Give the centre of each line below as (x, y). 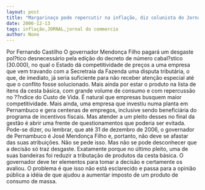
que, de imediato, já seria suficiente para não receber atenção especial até (100, 78)
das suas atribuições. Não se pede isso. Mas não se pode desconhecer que (102, 142)
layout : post (23, 12)
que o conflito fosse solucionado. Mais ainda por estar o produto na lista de (101, 84)
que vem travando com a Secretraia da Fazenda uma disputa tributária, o (98, 71)
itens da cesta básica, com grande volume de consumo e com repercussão (101, 91)
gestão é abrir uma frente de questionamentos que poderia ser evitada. (96, 123)
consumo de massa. (32, 181)
